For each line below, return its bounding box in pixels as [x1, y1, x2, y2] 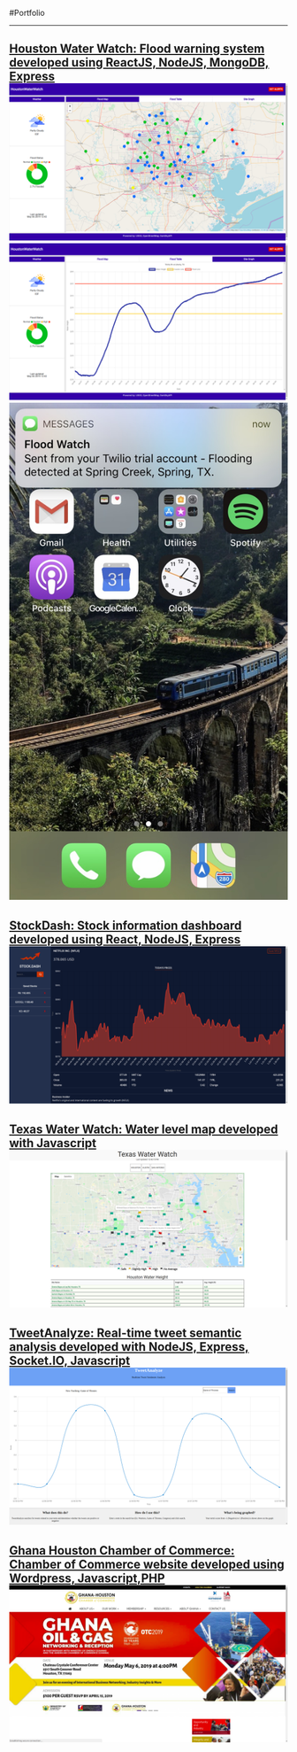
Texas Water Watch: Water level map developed [9, 1122, 278, 1137]
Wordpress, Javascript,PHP [9, 1571, 165, 1585]
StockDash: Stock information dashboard [9, 919, 242, 934]
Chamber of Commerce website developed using [9, 1557, 285, 1571]
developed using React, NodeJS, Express [9, 932, 241, 947]
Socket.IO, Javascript [9, 1353, 131, 1368]
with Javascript [9, 1136, 97, 1151]
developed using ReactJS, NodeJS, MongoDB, [9, 55, 270, 70]
